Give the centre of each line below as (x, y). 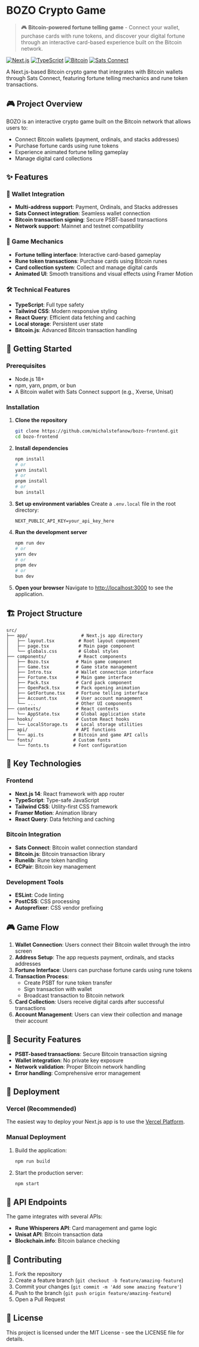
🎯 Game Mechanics (35, 241)
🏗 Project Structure (44, 614)
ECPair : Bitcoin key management (55, 866)
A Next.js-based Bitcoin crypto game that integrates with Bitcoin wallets (95, 72)
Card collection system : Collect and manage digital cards (86, 267)
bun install (30, 493)
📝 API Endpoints (37, 1202)
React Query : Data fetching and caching (65, 819)
